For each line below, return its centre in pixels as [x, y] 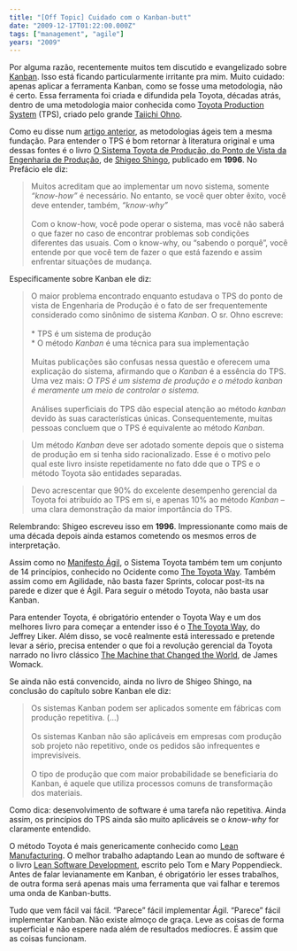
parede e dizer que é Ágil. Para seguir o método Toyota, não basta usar [139, 591]
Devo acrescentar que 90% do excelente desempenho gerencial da [154, 491]
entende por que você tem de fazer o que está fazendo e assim [146, 253]
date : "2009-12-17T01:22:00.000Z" [73, 26]
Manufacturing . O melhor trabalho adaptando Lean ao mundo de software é [147, 855]
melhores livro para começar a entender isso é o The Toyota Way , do [135, 627]
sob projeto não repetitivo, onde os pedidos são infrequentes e [145, 746]
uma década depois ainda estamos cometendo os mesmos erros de [133, 536]
